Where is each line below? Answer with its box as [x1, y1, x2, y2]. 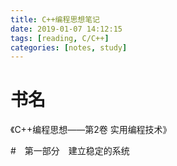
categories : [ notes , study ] [10, 42, 128, 53]
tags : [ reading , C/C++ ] [10, 33, 110, 43]
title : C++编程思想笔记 [10, 14, 100, 25]
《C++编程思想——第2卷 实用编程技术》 [10, 124, 172, 136]
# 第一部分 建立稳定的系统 [10, 145, 130, 157]
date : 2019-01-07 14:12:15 [10, 24, 123, 34]
